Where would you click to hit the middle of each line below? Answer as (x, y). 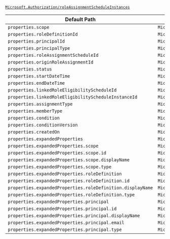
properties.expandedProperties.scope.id (57, 153)
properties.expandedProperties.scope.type (60, 167)
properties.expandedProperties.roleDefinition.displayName (80, 188)
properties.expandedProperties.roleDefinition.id (69, 181)
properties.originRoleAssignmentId (51, 62)
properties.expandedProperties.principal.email (66, 223)
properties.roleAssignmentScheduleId (53, 55)
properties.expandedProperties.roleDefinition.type (71, 195)
